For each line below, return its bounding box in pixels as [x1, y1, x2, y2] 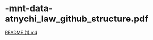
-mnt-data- [5, 3, 53, 14]
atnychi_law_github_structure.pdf [5, 13, 149, 24]
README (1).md [5, 29, 37, 35]
